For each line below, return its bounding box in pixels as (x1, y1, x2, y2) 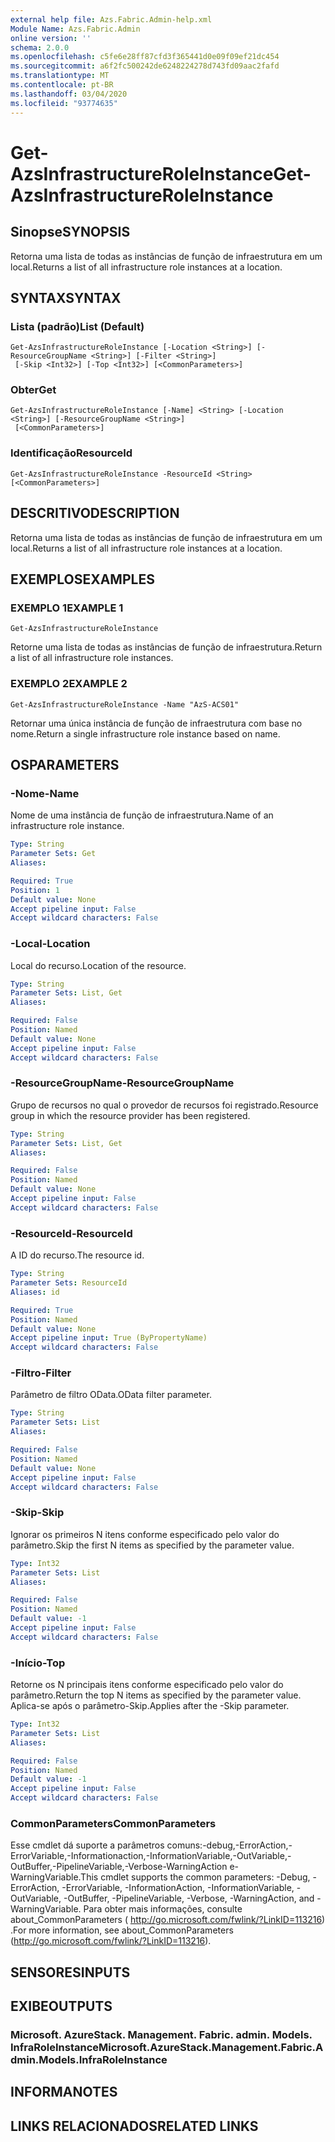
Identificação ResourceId (10, 446, 133, 460)
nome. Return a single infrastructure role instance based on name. (10, 727, 281, 740)
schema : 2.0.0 (10, 42, 70, 53)
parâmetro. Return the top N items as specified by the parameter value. (10, 1689, 302, 1701)
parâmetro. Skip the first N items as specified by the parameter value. (10, 1539, 295, 1551)
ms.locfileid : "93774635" (10, 98, 118, 108)
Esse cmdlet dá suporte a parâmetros (10, 1839, 165, 1851)
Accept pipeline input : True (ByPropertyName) (10, 1333, 208, 1343)
